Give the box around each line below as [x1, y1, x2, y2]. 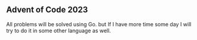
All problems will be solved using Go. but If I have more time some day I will [6, 20, 192, 27]
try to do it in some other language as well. [6, 27, 112, 34]
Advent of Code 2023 [6, 5, 88, 15]
